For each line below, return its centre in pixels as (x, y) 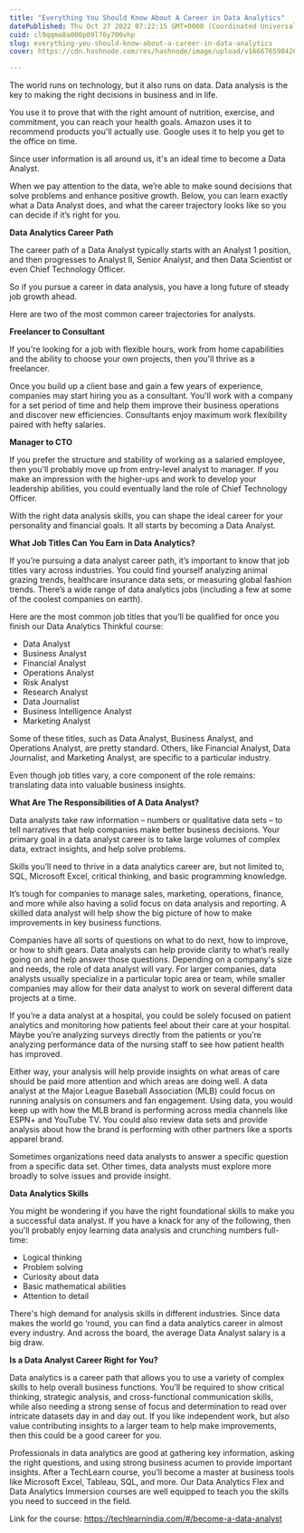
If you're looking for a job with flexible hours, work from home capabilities (147, 349)
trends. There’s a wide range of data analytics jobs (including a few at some (151, 589)
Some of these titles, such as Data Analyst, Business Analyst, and (131, 739)
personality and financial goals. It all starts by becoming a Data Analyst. (142, 526)
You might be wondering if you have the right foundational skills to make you (152, 1211)
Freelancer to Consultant (57, 332)
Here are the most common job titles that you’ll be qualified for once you (144, 616)
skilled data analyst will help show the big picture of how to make (131, 913)
